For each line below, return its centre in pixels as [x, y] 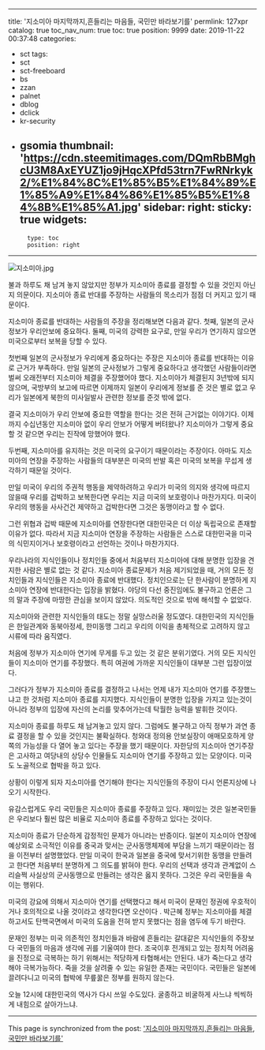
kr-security [37, 121]
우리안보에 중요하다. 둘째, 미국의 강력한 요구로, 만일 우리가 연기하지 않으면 [142, 331]
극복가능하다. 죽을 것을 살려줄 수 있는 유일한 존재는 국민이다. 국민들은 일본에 [139, 967]
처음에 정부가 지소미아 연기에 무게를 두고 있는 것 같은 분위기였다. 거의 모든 [121, 653]
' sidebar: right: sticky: [195, 207]
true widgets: [53, 220]
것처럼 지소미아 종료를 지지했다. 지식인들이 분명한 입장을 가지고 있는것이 [142, 699]
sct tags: [34, 54]
